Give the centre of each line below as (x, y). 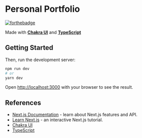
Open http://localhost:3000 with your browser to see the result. (69, 87)
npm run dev (17, 69)
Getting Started (29, 48)
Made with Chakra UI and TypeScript (43, 32)
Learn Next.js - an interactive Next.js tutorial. (57, 120)
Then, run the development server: (40, 60)
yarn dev (14, 78)
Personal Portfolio (43, 9)
